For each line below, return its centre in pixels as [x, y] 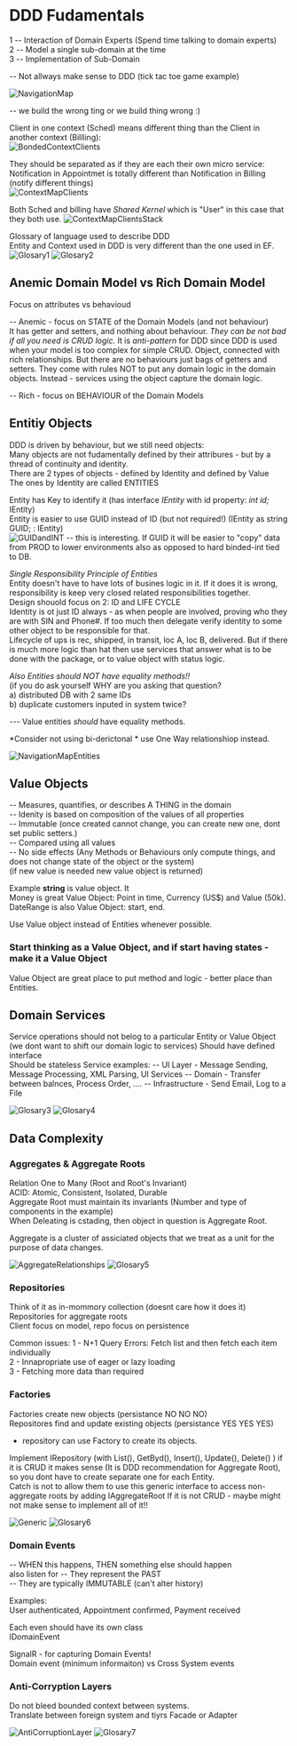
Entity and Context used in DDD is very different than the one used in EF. [142, 245]
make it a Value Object [59, 959]
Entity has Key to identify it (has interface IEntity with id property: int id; [139, 499]
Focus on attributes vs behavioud [70, 304]
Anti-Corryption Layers [61, 1686]
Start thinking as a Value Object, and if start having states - [139, 947]
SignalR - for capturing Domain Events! [80, 1654]
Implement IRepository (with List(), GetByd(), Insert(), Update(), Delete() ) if [146, 1457]
